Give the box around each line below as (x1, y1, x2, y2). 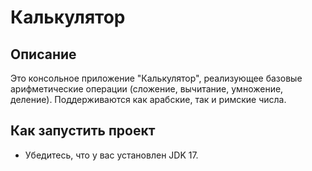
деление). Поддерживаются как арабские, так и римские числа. (10, 94, 287, 105)
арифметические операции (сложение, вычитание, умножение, (10, 83, 284, 95)
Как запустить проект (10, 122, 156, 140)
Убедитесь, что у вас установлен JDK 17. (24, 149, 199, 161)
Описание (10, 46, 77, 63)
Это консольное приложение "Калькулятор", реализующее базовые (10, 72, 303, 84)
